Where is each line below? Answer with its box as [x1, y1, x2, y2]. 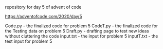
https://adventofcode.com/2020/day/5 [5, 14, 82, 19]
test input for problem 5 [5, 38, 53, 44]
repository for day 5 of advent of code [5, 4, 82, 10]
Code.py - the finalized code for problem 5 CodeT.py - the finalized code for [5, 23, 158, 29]
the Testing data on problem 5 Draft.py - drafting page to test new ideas [5, 28, 149, 33]
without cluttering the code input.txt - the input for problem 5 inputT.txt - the [5, 33, 158, 39]
